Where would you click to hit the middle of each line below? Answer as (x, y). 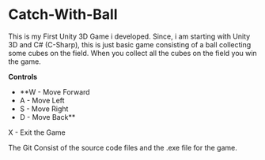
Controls (23, 76)
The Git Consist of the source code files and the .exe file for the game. (123, 147)
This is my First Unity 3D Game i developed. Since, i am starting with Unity (129, 36)
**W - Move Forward (55, 91)
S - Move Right (44, 109)
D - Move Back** (47, 117)
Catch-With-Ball (63, 15)
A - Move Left (42, 100)
